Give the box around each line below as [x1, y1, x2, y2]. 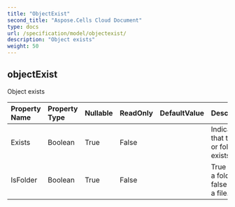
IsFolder [10, 175, 38, 185]
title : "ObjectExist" [7, 10, 71, 17]
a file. [211, 188, 229, 198]
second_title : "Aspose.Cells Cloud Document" [7, 17, 142, 24]
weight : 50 [7, 43, 39, 50]
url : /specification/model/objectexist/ [7, 29, 127, 37]
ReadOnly [120, 108, 154, 117]
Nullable [85, 108, 113, 117]
